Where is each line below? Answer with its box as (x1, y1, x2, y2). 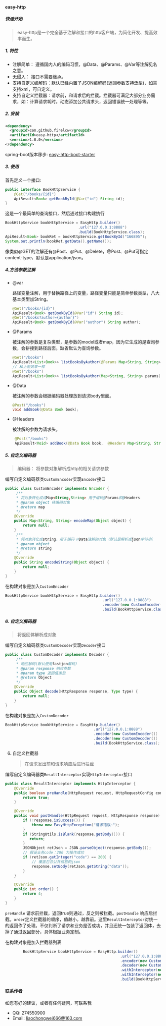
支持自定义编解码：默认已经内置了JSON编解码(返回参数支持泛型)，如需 (12, 80, 158, 86)
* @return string (16, 546, 52, 551)
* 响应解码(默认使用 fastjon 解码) (16, 661, 78, 666)
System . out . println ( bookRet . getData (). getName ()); (5, 238, 112, 244)
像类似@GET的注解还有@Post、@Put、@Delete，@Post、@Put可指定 (5, 248, 149, 254)
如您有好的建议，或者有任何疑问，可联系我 (5, 1000, 92, 1006)
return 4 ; (23, 891, 43, 897)
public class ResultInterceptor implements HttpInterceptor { (5, 781, 136, 786)
